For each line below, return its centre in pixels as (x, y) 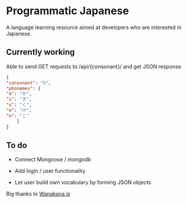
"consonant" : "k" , (29, 83)
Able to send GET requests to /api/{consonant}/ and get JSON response (94, 66)
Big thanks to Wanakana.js (38, 194)
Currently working (40, 52)
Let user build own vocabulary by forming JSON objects (83, 182)
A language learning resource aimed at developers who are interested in (94, 27)
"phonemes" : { (24, 88)
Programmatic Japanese (68, 11)
